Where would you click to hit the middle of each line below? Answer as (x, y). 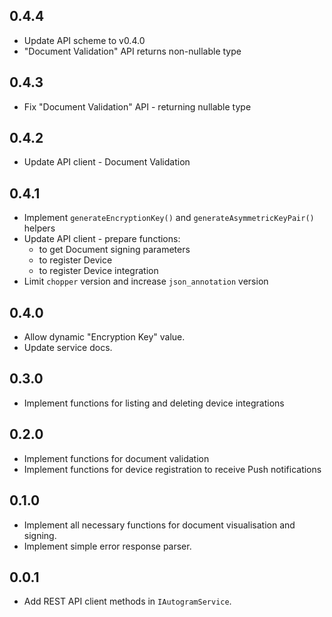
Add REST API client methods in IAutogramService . (127, 601)
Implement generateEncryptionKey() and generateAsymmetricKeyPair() (169, 218)
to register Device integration (98, 271)
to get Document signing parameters (114, 250)
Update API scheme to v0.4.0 (84, 40)
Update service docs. (68, 348)
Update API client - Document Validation (107, 162)
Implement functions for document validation (116, 458)
